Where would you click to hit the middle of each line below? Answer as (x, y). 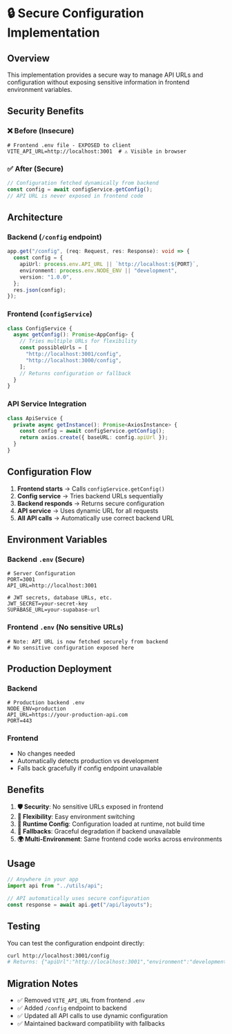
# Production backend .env (46, 703)
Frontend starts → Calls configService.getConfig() (91, 489)
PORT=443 (20, 721)
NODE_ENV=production (37, 709)
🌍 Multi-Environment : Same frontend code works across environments (119, 839)
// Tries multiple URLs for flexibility (78, 341)
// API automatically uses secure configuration (78, 899)
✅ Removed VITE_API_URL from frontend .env (81, 1000)
